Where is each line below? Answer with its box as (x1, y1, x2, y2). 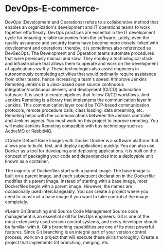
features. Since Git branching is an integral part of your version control (5, 229, 147, 235)
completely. (5, 199, 29, 205)
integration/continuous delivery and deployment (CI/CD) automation (5, 86, 142, 92)
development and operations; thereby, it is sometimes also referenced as (5, 45, 151, 51)
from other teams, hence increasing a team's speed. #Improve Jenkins (5, 76, 147, 82)
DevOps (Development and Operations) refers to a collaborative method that (5, 19, 158, 25)
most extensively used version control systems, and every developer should (5, 218, 158, 225)
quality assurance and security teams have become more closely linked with (5, 40, 159, 45)
